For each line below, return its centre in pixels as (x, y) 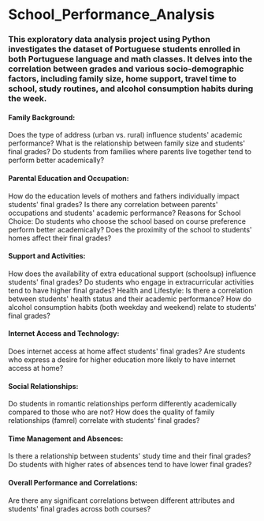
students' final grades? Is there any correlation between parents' (113, 204)
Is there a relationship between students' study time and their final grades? (130, 456)
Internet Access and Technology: (64, 334)
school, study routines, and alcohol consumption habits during (131, 89)
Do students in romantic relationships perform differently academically (123, 404)
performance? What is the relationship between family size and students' (127, 143)
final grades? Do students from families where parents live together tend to (130, 152)
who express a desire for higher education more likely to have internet (122, 359)
